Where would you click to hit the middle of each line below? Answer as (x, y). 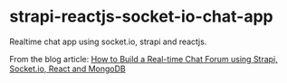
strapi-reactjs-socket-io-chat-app (141, 17)
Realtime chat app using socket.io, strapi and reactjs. (108, 41)
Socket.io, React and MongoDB (67, 69)
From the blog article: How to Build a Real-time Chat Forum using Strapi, (143, 59)
